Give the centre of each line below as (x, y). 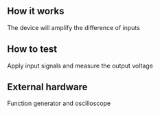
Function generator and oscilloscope (59, 103)
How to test (32, 49)
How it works (36, 11)
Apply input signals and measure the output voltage (80, 66)
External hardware (47, 87)
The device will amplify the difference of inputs (74, 27)
